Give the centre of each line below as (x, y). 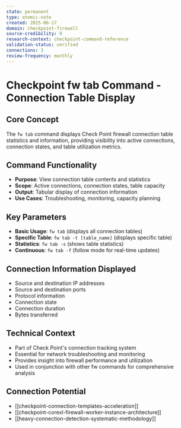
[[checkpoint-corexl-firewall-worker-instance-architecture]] (88, 412)
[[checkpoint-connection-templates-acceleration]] (77, 406)
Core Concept (33, 120)
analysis (25, 373)
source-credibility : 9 (34, 34)
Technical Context (41, 333)
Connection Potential (46, 391)
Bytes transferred (36, 315)
